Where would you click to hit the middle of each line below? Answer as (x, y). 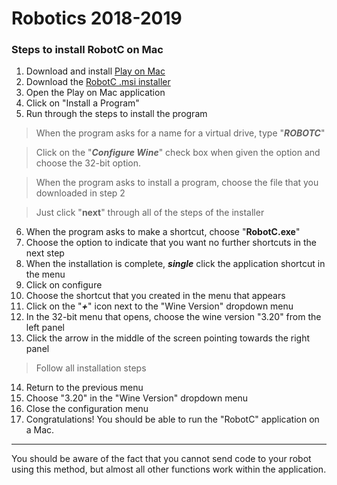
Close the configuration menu (87, 409)
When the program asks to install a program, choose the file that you (177, 183)
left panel (45, 328)
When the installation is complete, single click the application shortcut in (175, 264)
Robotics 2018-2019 (97, 18)
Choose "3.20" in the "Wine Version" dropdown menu (137, 398)
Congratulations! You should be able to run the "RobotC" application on (172, 419)
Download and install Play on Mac (95, 71)
